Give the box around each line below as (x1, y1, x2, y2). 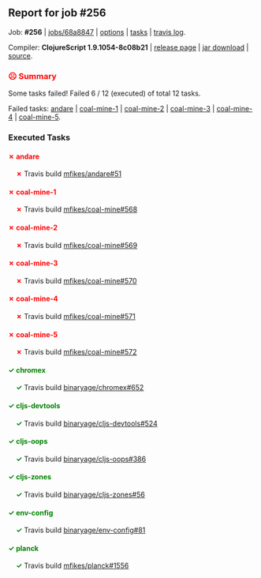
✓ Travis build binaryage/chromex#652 (15, 383, 144, 392)
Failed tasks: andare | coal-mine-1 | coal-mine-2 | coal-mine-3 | (8, 104, 215, 114)
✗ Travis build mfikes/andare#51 (15, 169, 122, 178)
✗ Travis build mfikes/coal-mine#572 (15, 347, 137, 357)
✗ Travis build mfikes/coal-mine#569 (15, 240, 138, 250)
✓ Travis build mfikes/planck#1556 (15, 561, 129, 571)
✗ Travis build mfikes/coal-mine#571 (15, 312, 136, 321)
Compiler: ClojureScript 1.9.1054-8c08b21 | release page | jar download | (8, 43, 249, 52)
